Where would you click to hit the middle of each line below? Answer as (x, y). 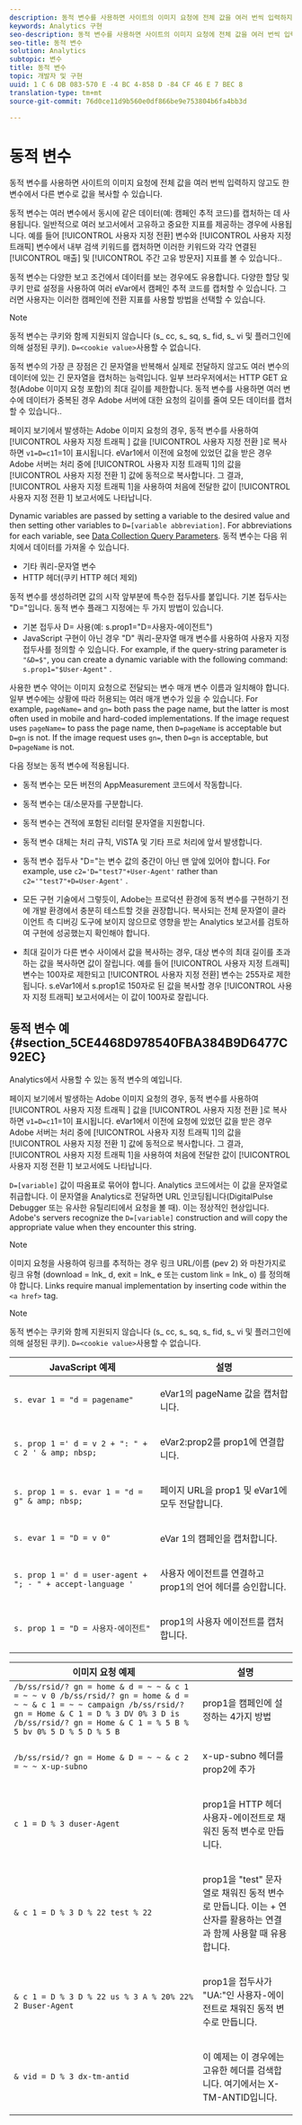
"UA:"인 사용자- (235, 1996)
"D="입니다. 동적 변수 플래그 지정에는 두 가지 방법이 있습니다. (117, 608)
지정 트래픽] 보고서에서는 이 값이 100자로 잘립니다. (120, 997)
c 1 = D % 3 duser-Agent (67, 1824)
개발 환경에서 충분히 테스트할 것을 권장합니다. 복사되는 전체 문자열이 (151, 911)
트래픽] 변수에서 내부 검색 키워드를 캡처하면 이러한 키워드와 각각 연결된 (133, 247)
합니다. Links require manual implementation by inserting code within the (152, 1286)
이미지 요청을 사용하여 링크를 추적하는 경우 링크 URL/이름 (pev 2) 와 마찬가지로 (148, 1263)
